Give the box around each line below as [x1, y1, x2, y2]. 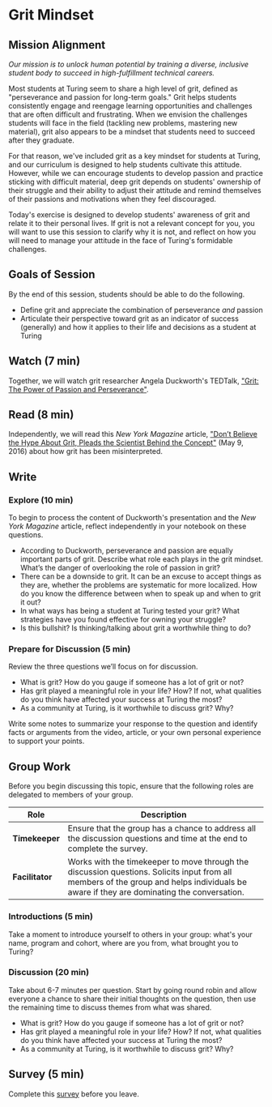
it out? [19, 597, 42, 607]
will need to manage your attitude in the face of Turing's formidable [8, 236, 233, 245]
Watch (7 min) [8, 354, 81, 368]
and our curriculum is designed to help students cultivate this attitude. [8, 160, 242, 169]
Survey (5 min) [8, 1067, 85, 1081]
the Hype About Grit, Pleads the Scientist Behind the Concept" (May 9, [8, 438, 244, 447]
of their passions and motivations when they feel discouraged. [8, 194, 217, 203]
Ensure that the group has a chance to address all [67, 823, 257, 834]
